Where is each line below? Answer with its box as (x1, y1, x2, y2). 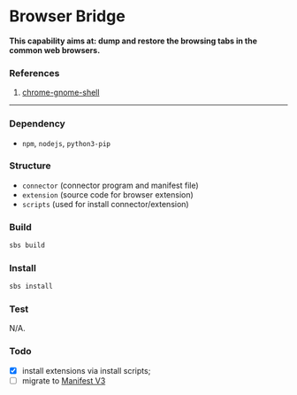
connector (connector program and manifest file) (21, 180, 199, 190)
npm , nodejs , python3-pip (21, 137, 110, 148)
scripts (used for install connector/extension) (21, 198, 189, 209)
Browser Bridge (9, 6, 126, 27)
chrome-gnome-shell (21, 87, 100, 98)
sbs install (9, 282, 53, 291)
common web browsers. (9, 44, 101, 55)
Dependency (9, 118, 66, 130)
